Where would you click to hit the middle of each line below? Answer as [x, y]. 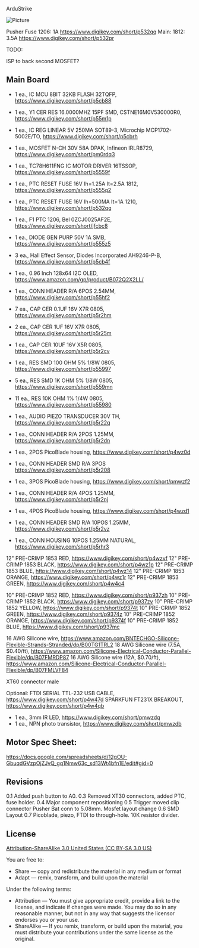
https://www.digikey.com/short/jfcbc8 [61, 225]
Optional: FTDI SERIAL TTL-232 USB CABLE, [60, 693]
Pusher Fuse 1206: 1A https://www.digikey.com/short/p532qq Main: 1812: [96, 32]
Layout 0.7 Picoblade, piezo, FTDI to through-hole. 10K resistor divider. [93, 815]
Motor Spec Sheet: [42, 743]
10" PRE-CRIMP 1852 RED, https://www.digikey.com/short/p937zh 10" [91, 595]
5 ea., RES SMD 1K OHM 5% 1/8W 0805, [64, 380]
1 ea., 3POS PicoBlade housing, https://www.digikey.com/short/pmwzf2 [102, 481]
